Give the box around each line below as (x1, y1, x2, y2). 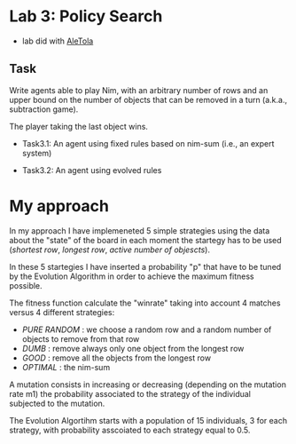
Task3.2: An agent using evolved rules (21, 164, 162, 175)
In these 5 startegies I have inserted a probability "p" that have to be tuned (9, 261, 282, 272)
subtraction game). (9, 104, 79, 115)
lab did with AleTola (21, 36, 94, 46)
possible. (9, 280, 43, 290)
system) (21, 147, 52, 158)
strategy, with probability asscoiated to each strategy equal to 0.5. (9, 424, 251, 435)
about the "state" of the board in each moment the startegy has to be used (9, 234, 282, 245)
